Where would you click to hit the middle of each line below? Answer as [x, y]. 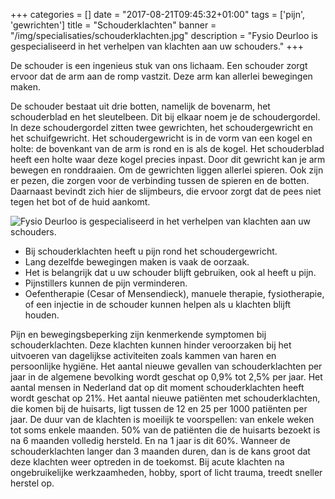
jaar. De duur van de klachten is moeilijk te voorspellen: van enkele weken [162, 419]
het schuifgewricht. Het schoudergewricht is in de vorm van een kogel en [161, 138]
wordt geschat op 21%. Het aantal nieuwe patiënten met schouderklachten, [165, 398]
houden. [42, 315]
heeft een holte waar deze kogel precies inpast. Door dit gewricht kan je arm [168, 159]
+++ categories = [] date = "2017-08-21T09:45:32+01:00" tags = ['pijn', [158, 14]
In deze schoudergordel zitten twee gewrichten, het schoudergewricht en [162, 127]
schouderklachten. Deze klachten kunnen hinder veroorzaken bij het [151, 345]
